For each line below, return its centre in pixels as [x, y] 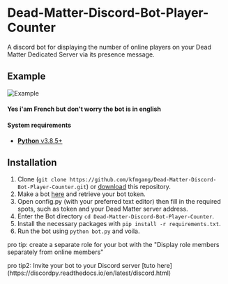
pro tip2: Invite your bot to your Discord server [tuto [81, 266]
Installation [32, 162]
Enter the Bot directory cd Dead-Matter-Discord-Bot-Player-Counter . [116, 216]
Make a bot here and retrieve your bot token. [82, 194]
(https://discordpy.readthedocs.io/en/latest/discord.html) [89, 273]
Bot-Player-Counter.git [52, 187]
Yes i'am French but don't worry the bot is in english [84, 109]
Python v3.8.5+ [40, 140]
